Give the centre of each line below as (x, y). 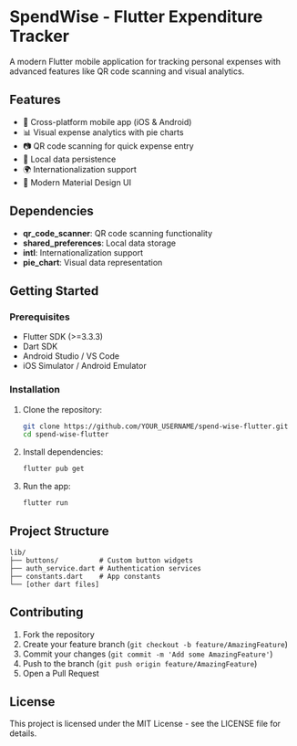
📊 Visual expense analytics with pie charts (103, 132)
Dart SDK (40, 347)
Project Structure (59, 531)
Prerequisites (40, 317)
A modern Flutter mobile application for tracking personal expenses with (145, 61)
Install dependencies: (63, 452)
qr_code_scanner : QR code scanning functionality (118, 233)
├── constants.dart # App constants (85, 576)
